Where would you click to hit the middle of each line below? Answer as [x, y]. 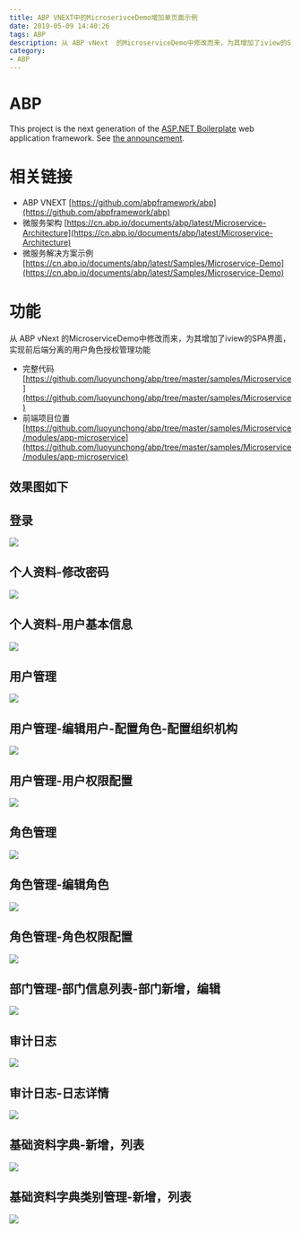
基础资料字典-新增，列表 [77, 1145]
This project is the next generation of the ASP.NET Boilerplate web [132, 128]
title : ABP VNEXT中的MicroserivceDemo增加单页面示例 [104, 17]
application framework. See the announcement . [97, 138]
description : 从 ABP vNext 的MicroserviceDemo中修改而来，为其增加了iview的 [148, 43]
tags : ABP [28, 34]
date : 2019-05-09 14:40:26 [60, 26]
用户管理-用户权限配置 [71, 780]
